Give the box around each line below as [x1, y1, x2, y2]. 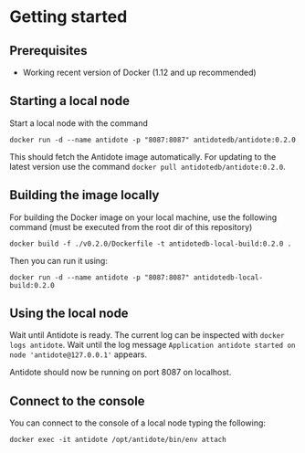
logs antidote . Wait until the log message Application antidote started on [9, 340, 296, 351]
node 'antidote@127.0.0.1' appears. [9, 349, 148, 360]
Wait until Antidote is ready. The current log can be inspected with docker [9, 330, 285, 341]
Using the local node [9, 306, 130, 321]
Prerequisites [9, 43, 88, 58]
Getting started [9, 6, 128, 27]
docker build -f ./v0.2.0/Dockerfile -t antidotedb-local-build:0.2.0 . [9, 239, 292, 248]
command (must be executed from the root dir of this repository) [9, 221, 253, 232]
